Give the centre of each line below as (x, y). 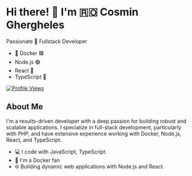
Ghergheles (35, 25)
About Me (25, 107)
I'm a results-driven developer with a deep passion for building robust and (96, 121)
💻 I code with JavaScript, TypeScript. (61, 151)
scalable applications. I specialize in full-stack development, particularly (94, 127)
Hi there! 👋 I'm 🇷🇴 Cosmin (72, 12)
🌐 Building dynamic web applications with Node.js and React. (90, 166)
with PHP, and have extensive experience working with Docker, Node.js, (94, 133)
